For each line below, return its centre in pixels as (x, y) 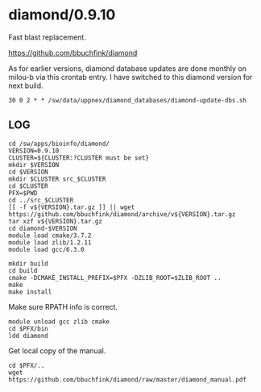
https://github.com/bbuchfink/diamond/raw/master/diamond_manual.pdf (128, 379)
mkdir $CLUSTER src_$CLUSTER (57, 179)
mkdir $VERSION (34, 165)
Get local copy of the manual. (57, 350)
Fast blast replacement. (47, 37)
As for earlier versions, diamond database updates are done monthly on (128, 68)
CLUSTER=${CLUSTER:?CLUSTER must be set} (79, 158)
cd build (23, 271)
